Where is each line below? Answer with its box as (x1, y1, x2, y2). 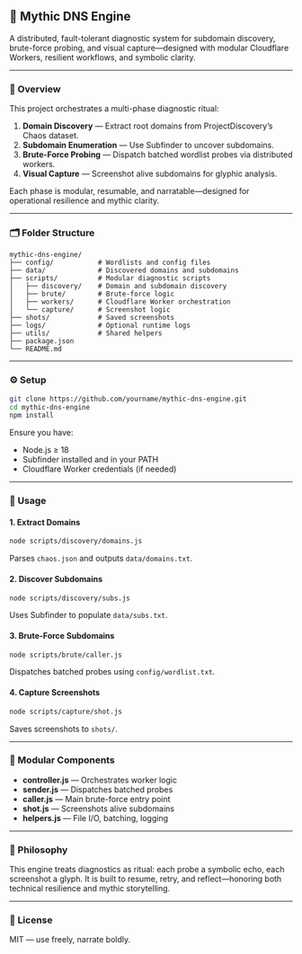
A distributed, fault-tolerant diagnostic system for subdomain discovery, (9, 32, 276, 43)
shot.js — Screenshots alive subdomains (22, 803, 175, 814)
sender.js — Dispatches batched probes (22, 783, 173, 795)
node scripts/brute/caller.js (9, 650, 123, 659)
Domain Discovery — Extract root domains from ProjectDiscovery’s (22, 120, 273, 131)
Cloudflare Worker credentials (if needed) (22, 464, 177, 474)
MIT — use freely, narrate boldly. (9, 934, 131, 945)
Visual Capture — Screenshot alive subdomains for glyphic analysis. (22, 168, 278, 180)
